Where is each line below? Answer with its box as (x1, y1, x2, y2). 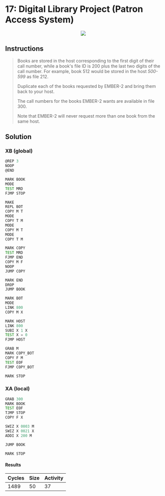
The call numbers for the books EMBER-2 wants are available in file (17, 98, 155, 104)
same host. (17, 118, 41, 124)
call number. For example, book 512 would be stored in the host (17, 68, 147, 74)
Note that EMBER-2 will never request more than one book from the (17, 113, 155, 119)
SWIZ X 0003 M (5, 424, 35, 429)
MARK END (5, 278, 23, 283)
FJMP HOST (5, 337, 26, 342)
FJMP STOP (5, 191, 26, 196)
